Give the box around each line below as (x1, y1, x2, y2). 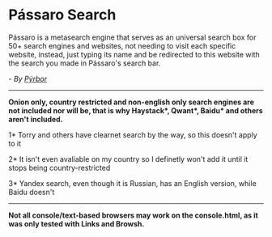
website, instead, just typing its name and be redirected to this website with (8, 49, 261, 59)
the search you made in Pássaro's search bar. (8, 58, 161, 68)
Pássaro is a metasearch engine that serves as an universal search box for (8, 32, 257, 42)
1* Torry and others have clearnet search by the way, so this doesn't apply (8, 129, 257, 139)
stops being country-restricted (8, 163, 111, 172)
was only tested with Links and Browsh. (8, 218, 145, 228)
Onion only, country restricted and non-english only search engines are (8, 97, 255, 107)
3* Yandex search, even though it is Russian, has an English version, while (8, 178, 257, 188)
